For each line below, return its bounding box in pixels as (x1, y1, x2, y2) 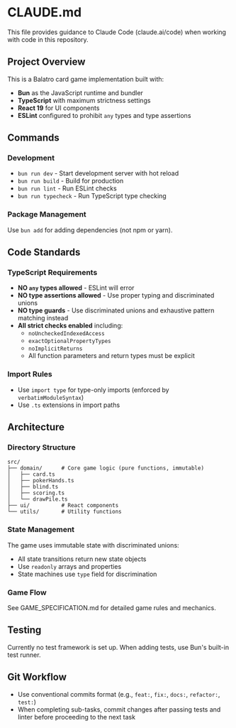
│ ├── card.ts (7, 471, 55, 478)
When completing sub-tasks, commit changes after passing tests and (17, 705, 221, 714)
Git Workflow (7, 671, 67, 683)
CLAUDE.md (7, 4, 82, 21)
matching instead (17, 314, 69, 322)
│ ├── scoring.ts (7, 489, 65, 497)
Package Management (7, 210, 86, 219)
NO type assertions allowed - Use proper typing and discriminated (17, 291, 215, 300)
